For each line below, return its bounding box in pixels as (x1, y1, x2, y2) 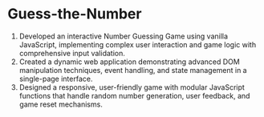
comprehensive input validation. (18, 48, 125, 58)
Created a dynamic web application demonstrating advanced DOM (18, 57, 240, 67)
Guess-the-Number (7, 5, 142, 23)
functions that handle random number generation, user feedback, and (18, 91, 250, 100)
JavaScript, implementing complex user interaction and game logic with (18, 39, 257, 49)
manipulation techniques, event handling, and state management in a (18, 65, 247, 75)
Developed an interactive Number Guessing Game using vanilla (18, 31, 229, 41)
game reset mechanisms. (18, 99, 104, 109)
